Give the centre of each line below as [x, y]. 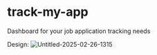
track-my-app [48, 12]
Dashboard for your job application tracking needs [79, 31]
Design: [18, 44]
